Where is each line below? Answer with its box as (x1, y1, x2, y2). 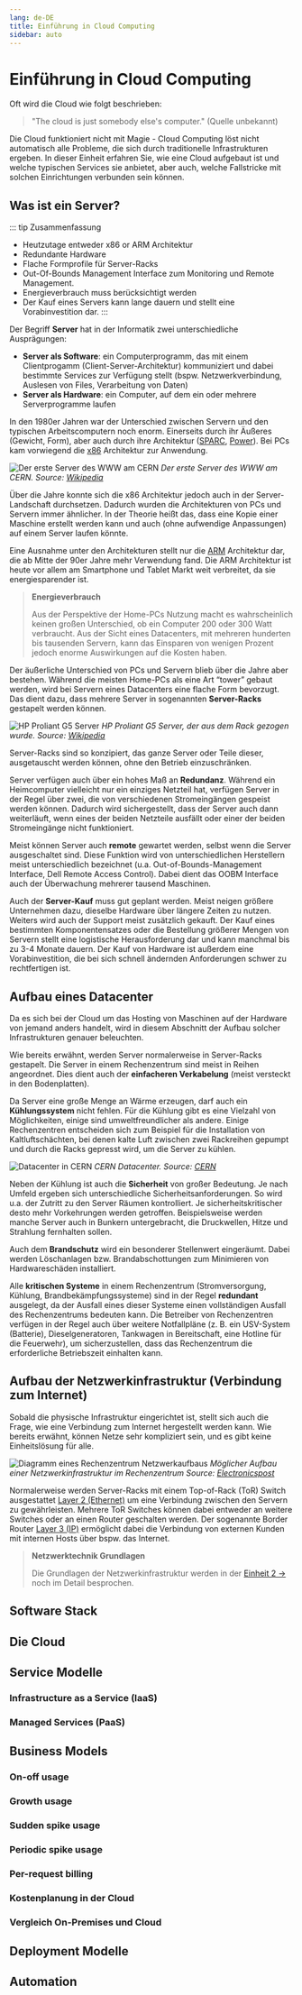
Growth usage (9, 1795, 73, 1807)
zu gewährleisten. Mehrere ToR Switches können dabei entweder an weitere (9, 1504, 293, 1515)
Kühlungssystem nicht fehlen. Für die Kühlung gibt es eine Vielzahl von (9, 1105, 277, 1116)
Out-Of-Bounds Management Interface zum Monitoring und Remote (22, 268, 275, 279)
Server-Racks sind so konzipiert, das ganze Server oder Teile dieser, (9, 747, 264, 758)
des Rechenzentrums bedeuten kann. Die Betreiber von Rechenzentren (9, 1309, 273, 1320)
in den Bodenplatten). (9, 1078, 90, 1089)
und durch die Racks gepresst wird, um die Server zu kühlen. (9, 1143, 236, 1154)
